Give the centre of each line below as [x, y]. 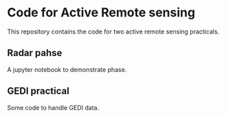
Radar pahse [35, 53]
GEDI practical [38, 91]
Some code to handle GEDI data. [53, 107]
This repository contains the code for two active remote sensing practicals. [113, 31]
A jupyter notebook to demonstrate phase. [67, 69]
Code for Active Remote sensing [101, 13]
